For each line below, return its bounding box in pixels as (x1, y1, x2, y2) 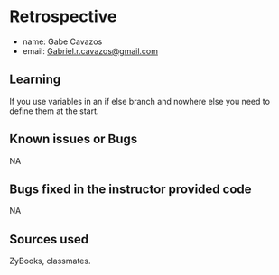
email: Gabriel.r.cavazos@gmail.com (22, 45, 159, 56)
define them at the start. (9, 105, 99, 116)
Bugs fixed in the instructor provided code (9, 181, 252, 197)
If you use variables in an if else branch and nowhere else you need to (9, 96, 271, 106)
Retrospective (9, 6, 117, 27)
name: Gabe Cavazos (22, 36, 103, 47)
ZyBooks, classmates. (9, 255, 91, 267)
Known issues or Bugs (9, 132, 138, 147)
